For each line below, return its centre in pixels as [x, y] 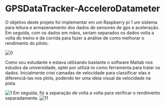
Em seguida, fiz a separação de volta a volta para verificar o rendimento [86, 93]
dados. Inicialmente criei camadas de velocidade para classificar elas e [78, 72]
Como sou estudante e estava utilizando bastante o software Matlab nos [79, 62]
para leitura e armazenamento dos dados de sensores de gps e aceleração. [82, 27]
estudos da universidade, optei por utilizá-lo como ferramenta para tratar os [83, 68]
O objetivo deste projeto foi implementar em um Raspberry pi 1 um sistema [81, 22]
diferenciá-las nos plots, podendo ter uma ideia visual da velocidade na [78, 78]
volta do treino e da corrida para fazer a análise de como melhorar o [75, 38]
